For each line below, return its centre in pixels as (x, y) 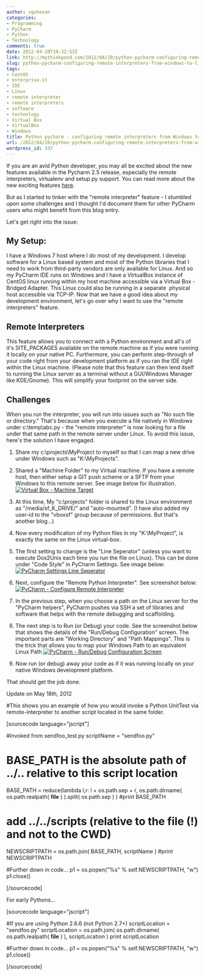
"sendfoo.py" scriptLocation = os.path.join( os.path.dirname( (83, 930)
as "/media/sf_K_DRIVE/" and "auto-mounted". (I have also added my (102, 508)
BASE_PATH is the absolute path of (97, 760)
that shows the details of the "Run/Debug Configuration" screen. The (102, 632)
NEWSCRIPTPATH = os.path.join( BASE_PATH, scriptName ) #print (90, 851)
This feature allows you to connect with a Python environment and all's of (99, 341)
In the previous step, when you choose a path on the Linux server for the (106, 601)
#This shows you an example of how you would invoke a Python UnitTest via (103, 705)
